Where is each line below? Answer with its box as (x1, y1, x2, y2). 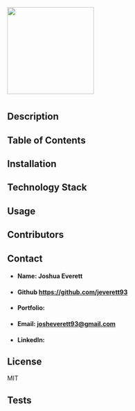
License (7, 355, 42, 367)
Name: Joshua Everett (17, 272, 83, 280)
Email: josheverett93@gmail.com (17, 319, 116, 328)
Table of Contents (7, 134, 87, 146)
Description (7, 111, 59, 122)
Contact (7, 252, 43, 264)
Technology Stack (7, 182, 87, 193)
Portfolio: (17, 304, 45, 312)
